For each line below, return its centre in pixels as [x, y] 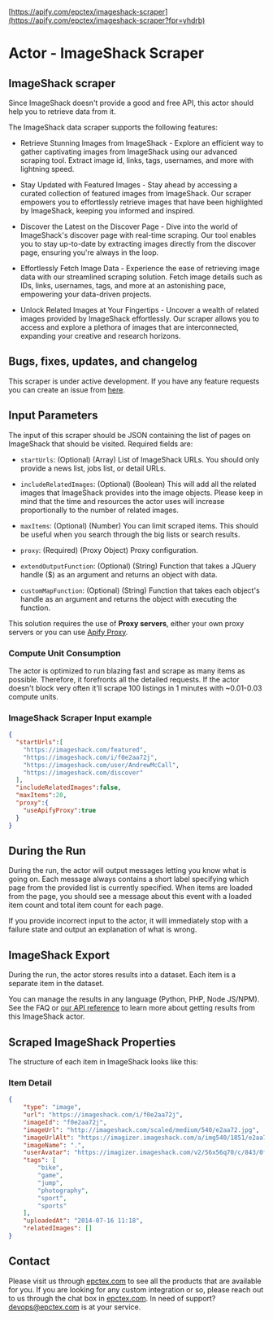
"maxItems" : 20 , [41, 796]
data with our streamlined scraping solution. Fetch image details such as [141, 277]
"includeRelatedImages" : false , [69, 788]
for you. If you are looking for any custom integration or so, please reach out [136, 1289]
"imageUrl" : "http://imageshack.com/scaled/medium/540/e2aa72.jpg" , [141, 1130]
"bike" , [50, 1168]
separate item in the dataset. [56, 984]
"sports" [52, 1206]
